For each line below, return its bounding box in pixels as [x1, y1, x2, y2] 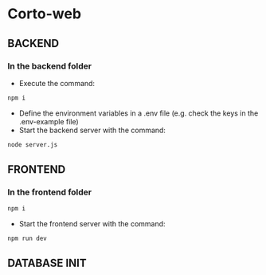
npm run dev [7, 234, 47, 243]
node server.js [7, 140, 58, 148]
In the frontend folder [7, 187, 92, 198]
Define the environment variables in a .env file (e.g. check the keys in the [18, 108, 259, 118]
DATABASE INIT [7, 257, 87, 270]
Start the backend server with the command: [18, 125, 166, 135]
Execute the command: [18, 78, 96, 88]
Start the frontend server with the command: [18, 219, 166, 229]
